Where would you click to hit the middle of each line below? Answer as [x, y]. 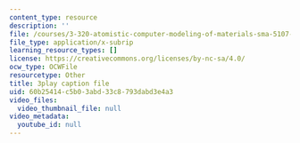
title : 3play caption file [59, 83]
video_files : [33, 100]
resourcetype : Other [48, 75]
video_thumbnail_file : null [70, 108]
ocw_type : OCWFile [43, 68]
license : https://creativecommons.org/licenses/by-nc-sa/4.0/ [127, 59]
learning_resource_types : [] [63, 51]
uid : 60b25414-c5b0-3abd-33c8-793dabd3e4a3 [92, 91]
